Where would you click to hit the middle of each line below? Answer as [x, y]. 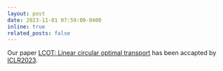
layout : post [26, 14]
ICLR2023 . [23, 61]
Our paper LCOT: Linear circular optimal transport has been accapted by [112, 53]
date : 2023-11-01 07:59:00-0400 [54, 20]
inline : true [26, 26]
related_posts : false [39, 33]
